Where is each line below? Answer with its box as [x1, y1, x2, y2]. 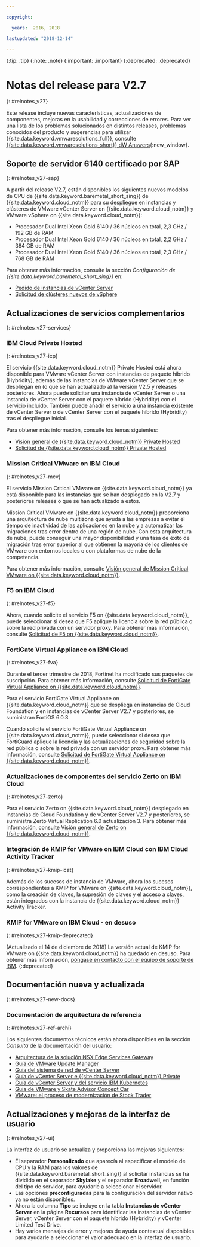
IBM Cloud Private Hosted [6, 339, 82, 347]
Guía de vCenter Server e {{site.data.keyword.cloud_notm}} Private [14, 1073, 180, 1080]
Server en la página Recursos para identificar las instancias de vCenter [14, 1208, 192, 1215]
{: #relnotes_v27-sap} [6, 175, 60, 182]
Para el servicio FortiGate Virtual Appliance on [6, 695, 119, 702]
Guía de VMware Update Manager [14, 1060, 99, 1068]
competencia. [6, 553, 40, 560]
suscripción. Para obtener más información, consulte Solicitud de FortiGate [6, 677, 191, 684]
